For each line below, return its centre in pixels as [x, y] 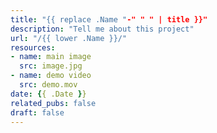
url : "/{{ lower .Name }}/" [69, 38]
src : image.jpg [51, 66]
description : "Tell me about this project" [102, 29]
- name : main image [51, 57]
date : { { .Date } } [48, 94]
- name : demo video [51, 76]
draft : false [37, 112]
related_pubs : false [53, 103]
